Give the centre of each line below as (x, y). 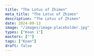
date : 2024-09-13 (23, 23)
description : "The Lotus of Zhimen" (43, 19)
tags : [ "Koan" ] (21, 41)
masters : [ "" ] (20, 37)
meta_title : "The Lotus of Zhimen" (42, 14)
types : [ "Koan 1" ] (24, 32)
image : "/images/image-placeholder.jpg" (47, 28)
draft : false (19, 46)
